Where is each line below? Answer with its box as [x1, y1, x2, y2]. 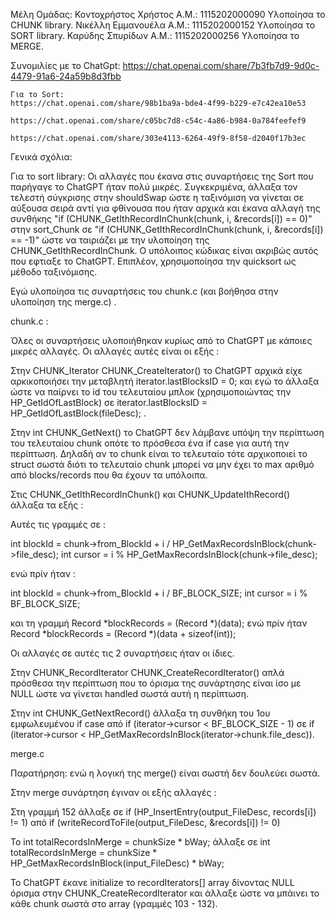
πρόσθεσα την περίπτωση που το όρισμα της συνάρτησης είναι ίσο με [10, 677, 302, 689]
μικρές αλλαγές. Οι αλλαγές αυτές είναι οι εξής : [10, 345, 220, 357]
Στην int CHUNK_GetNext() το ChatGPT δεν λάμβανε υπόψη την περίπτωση [10, 427, 325, 438]
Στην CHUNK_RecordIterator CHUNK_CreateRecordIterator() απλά [10, 667, 285, 678]
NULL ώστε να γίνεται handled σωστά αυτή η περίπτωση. [10, 688, 250, 699]
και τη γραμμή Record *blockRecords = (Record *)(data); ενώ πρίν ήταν [10, 617, 308, 629]
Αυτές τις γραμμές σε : [10, 519, 106, 530]
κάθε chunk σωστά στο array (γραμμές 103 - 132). [10, 898, 218, 909]
